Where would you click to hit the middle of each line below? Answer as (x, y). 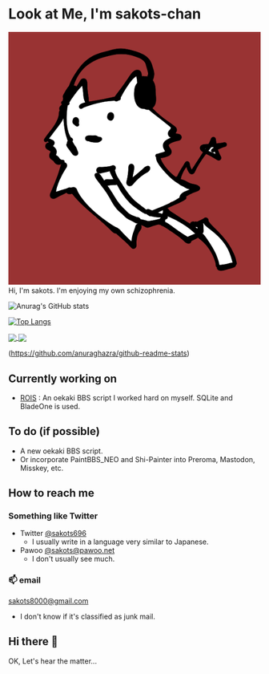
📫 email (25, 580)
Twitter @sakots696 (53, 534)
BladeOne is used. (50, 406)
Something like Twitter (53, 516)
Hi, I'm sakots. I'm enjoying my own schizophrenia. (92, 290)
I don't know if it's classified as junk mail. (88, 616)
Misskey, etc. (42, 468)
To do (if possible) (54, 431)
